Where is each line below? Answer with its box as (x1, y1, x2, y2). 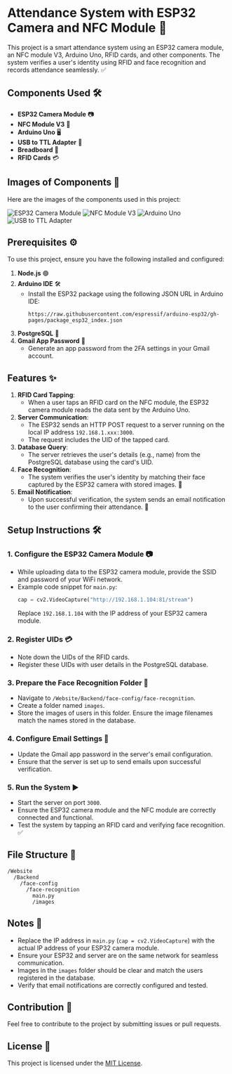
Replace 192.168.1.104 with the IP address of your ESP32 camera (17, 609, 207, 617)
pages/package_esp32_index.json (27, 317, 123, 324)
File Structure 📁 (7, 849, 76, 861)
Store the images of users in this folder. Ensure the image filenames (17, 709, 213, 718)
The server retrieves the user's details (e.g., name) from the (27, 451, 201, 459)
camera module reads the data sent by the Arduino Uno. (27, 406, 191, 414)
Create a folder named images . (17, 701, 105, 710)
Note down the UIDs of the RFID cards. (17, 653, 130, 661)
